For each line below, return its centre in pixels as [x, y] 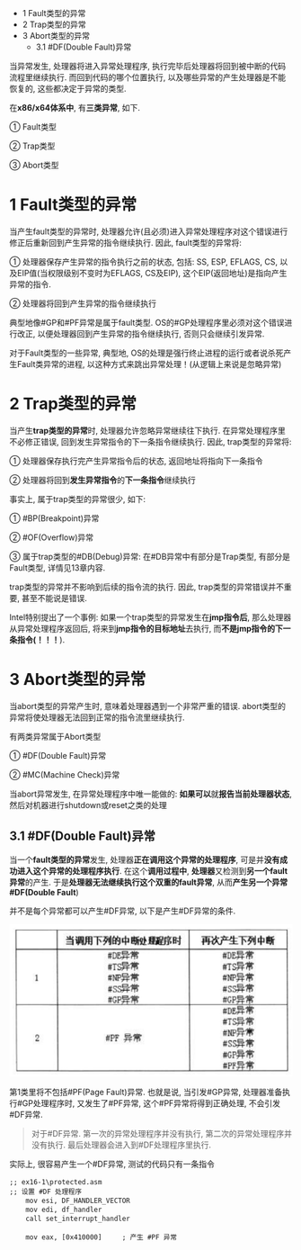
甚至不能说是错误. [54, 598]
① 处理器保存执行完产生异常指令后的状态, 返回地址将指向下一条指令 [136, 461]
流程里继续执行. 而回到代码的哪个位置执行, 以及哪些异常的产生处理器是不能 [147, 77]
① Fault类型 [33, 127]
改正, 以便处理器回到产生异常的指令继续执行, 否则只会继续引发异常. [141, 333]
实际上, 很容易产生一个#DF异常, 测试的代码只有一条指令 [112, 1164]
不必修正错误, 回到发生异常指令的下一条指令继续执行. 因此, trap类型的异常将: [150, 441]
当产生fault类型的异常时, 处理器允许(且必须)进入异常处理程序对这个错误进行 [149, 231]
